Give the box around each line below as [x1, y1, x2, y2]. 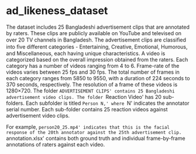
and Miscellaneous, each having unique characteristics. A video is [6, 50, 166, 57]
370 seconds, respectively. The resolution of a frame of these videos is [6, 81, 178, 88]
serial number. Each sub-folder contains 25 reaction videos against [6, 105, 168, 112]
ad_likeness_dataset [6, 4, 108, 18]
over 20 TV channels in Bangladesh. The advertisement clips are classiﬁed [6, 36, 186, 43]
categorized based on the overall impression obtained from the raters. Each [6, 56, 188, 63]
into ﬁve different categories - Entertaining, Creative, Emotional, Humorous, [6, 43, 188, 50]
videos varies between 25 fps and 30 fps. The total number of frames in [6, 69, 180, 76]
